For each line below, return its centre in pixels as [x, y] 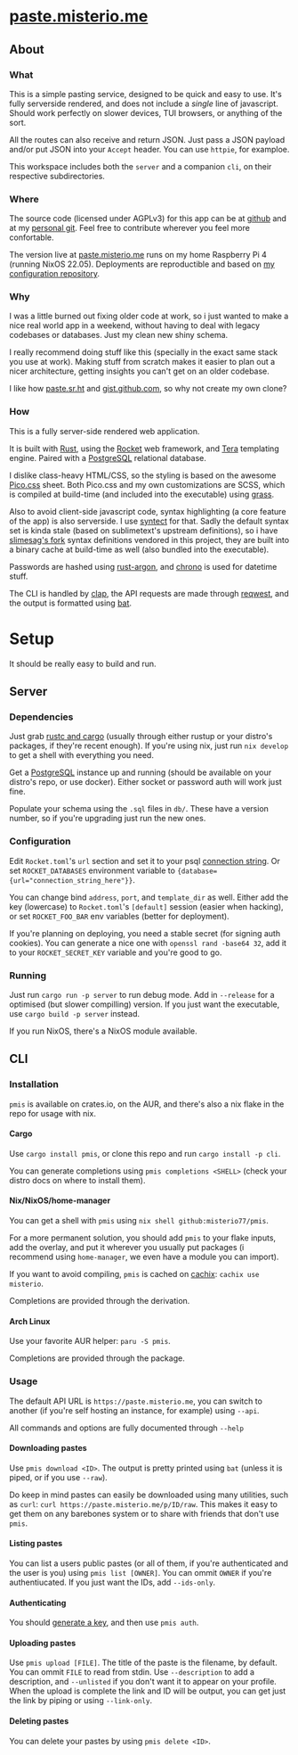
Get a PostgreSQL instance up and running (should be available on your [141, 772]
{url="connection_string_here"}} [71, 880]
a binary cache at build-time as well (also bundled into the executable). [139, 549]
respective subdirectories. [57, 176]
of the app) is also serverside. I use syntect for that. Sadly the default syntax [149, 521]
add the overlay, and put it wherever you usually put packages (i [127, 1248]
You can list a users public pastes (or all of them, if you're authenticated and [149, 1563]
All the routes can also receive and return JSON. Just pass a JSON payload [147, 139]
